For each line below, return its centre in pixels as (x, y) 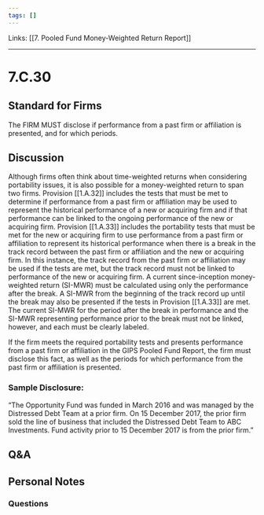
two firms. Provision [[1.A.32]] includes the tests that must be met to (118, 193)
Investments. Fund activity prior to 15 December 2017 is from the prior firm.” (131, 430)
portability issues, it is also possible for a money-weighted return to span (126, 185)
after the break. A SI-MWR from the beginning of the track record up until (126, 294)
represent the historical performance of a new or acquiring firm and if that (128, 210)
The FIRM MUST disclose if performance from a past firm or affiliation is (125, 125)
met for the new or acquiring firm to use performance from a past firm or (126, 235)
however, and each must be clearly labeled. (79, 327)
